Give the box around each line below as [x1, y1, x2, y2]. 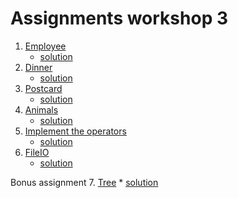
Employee [24, 40, 67, 52]
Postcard [24, 82, 63, 94]
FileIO [24, 146, 50, 158]
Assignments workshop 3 [10, 7, 229, 30]
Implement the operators [24, 125, 127, 137]
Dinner [24, 61, 53, 73]
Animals [24, 103, 59, 116]
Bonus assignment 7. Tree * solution [10, 176, 159, 188]
